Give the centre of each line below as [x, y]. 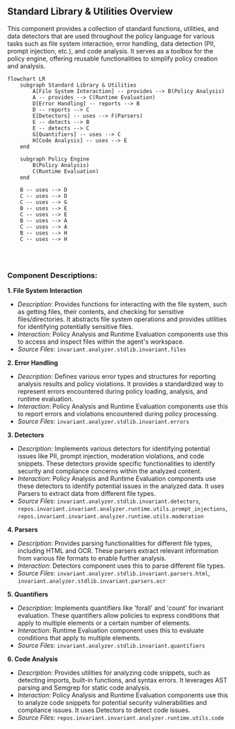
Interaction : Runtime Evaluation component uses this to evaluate [110, 630]
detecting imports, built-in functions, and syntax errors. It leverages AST [122, 680]
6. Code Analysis [33, 659]
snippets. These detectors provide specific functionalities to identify [116, 463]
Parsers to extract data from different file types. [87, 494]
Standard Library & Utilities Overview [90, 12]
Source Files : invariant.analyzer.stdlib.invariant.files [102, 349]
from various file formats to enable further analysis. [92, 559]
